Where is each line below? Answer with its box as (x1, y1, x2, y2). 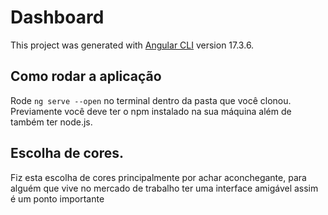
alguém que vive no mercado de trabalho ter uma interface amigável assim (10, 182, 319, 194)
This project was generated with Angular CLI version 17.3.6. (10, 39, 255, 51)
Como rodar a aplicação (10, 68, 162, 85)
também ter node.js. (10, 116, 93, 128)
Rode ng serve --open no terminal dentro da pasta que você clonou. (10, 94, 292, 106)
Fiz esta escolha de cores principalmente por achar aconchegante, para (10, 171, 307, 183)
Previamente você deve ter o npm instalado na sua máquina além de (10, 105, 292, 117)
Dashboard (10, 6, 105, 29)
